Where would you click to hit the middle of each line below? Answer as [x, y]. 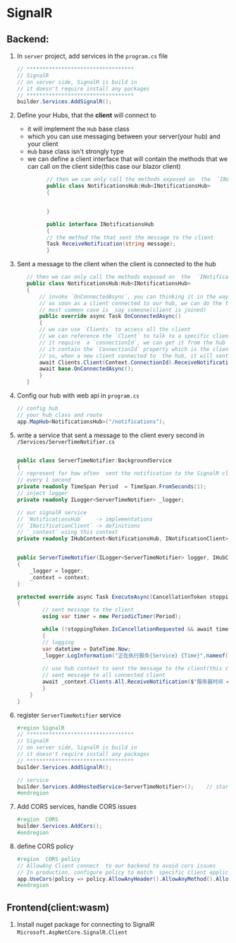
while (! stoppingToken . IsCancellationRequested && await [128, 629]
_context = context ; [60, 577]
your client [43, 144]
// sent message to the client [88, 610]
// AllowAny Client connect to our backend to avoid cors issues [116, 866]
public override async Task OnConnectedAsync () [110, 316]
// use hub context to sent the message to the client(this [132, 669]
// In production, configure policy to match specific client [112, 872]
